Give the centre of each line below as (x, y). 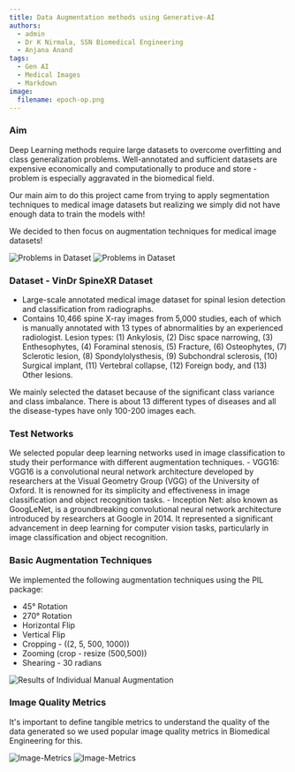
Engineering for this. (46, 740)
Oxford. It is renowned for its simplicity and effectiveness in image (129, 491)
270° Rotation (47, 615)
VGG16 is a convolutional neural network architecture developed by (132, 472)
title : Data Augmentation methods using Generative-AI (112, 17)
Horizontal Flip (49, 625)
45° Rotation (45, 606)
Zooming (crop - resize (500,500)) (84, 653)
